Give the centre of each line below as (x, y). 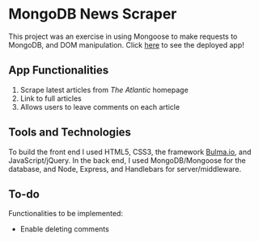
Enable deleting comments (64, 229)
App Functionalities (59, 71)
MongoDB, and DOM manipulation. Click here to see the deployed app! (126, 44)
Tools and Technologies (70, 133)
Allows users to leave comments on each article (100, 106)
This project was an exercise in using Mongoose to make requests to (123, 36)
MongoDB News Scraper (93, 14)
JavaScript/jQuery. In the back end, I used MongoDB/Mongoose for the (127, 160)
